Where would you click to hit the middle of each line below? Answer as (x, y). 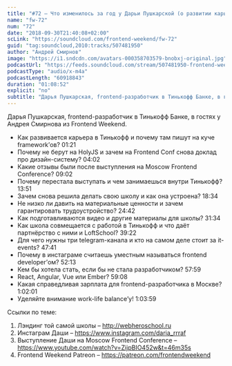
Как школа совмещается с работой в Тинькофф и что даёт (103, 225)
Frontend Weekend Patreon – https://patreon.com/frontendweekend (114, 355)
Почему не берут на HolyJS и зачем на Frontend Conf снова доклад (117, 152)
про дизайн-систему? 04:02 (59, 159)
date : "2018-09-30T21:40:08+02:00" (58, 33)
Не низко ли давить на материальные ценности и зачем (100, 203)
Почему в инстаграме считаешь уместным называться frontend (112, 255)
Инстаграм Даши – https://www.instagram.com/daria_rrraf (101, 333)
